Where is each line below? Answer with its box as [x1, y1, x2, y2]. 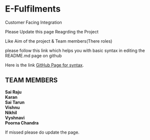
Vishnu [5, 104, 20, 110]
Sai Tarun [5, 99, 25, 105]
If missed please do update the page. [5, 129, 80, 135]
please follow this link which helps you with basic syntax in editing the [5, 47, 145, 53]
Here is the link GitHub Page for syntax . [5, 62, 84, 68]
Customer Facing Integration [5, 19, 62, 25]
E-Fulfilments [5, 3, 61, 15]
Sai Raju [5, 89, 22, 95]
